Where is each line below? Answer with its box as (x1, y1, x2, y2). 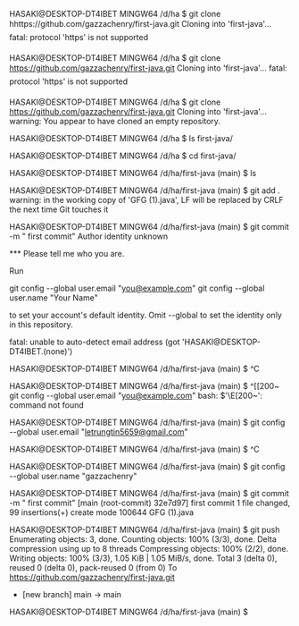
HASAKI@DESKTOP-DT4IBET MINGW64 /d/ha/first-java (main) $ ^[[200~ (9, 381, 279, 391)
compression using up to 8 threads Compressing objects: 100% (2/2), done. (9, 544, 288, 554)
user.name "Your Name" (9, 292, 98, 303)
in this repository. (9, 319, 73, 330)
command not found (9, 400, 85, 410)
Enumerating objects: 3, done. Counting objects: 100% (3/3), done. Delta (9, 534, 277, 545)
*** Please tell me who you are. (9, 249, 125, 258)
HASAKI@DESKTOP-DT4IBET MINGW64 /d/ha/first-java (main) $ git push (9, 524, 280, 535)
